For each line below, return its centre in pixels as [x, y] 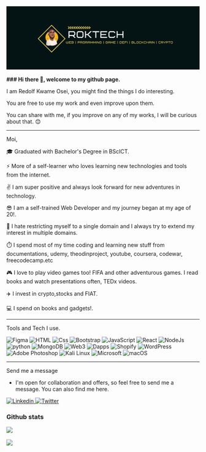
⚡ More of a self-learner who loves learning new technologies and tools [97, 166]
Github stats [25, 416]
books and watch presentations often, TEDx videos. [71, 281]
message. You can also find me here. [62, 389]
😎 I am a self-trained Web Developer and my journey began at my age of [99, 207]
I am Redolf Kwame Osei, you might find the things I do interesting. [90, 91]
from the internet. [29, 175]
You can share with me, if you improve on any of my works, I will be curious [102, 115]
